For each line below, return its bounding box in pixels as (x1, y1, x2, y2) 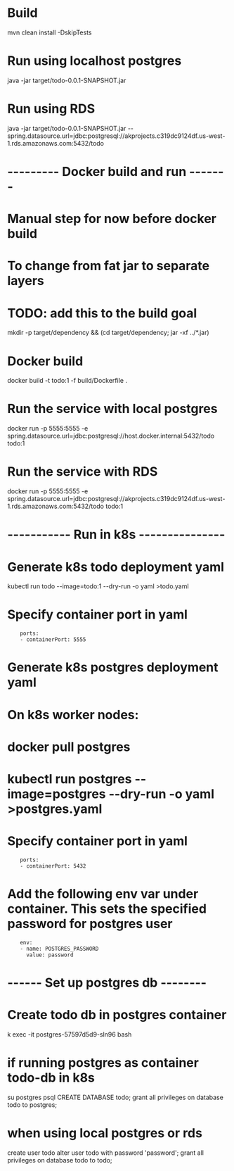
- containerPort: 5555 (20, 636, 86, 643)
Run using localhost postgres (7, 53, 182, 69)
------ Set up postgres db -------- (7, 975, 207, 990)
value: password (25, 951, 74, 958)
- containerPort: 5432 (20, 862, 86, 870)
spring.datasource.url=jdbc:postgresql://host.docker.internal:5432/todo (7, 431, 215, 441)
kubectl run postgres (7, 771, 132, 787)
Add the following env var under (7, 886, 199, 902)
